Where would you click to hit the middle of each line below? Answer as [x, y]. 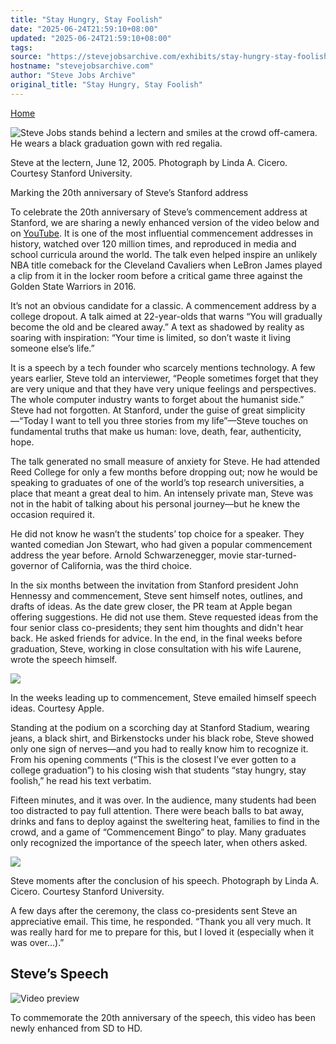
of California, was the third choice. [121, 565]
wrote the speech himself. [64, 659]
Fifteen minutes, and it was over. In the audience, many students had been [163, 800]
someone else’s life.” [52, 348]
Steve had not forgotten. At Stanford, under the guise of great [137, 410]
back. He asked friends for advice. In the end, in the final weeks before [156, 638]
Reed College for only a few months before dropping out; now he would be [164, 472]
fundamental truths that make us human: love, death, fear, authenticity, [156, 431]
